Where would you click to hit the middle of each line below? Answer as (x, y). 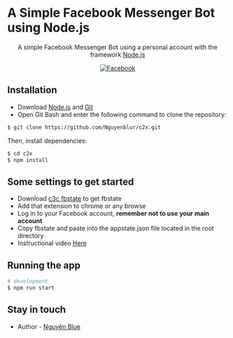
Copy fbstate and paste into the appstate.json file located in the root (116, 228)
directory (30, 236)
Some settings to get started (71, 182)
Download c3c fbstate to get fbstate (70, 199)
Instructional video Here (52, 244)
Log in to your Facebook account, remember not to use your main (113, 213)
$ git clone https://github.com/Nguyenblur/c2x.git (84, 127)
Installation (32, 90)
